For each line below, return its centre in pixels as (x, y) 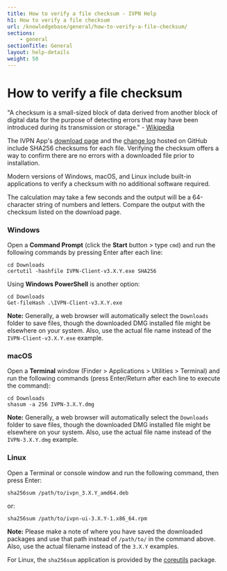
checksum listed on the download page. (64, 212)
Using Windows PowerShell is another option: (74, 284)
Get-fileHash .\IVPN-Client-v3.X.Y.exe (65, 303)
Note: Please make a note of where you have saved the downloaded (105, 531)
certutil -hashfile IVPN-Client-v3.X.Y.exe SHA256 (82, 271)
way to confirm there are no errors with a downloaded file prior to (101, 155)
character (21, 204)
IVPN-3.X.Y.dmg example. (43, 440)
